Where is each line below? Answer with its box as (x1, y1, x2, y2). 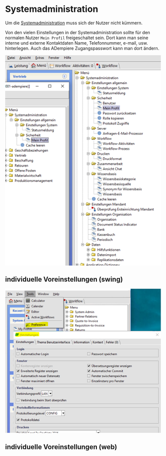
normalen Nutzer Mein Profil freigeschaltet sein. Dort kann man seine (5, 35, 149, 41)
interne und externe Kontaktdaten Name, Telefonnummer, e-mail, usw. (5, 40, 148, 46)
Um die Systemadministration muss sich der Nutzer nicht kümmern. (5, 20, 143, 26)
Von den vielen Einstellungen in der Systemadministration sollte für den (5, 29, 151, 35)
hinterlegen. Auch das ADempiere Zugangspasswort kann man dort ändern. (5, 45, 160, 51)
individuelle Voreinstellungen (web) (5, 443, 118, 451)
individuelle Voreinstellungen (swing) (5, 275, 123, 284)
